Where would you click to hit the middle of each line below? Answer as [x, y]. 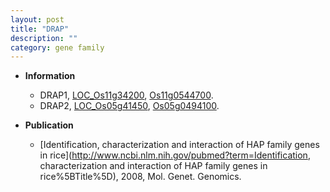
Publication [49, 125]
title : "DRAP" [40, 29]
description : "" [44, 38]
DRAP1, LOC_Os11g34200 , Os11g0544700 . [126, 95]
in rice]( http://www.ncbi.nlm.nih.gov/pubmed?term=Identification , [175, 155]
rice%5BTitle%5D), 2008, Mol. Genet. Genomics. [140, 177]
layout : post [37, 19]
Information [50, 76]
